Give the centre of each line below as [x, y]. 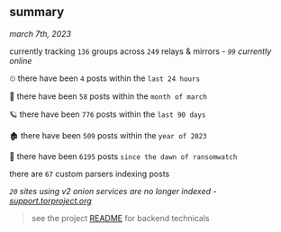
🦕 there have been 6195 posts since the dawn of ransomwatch [123, 156]
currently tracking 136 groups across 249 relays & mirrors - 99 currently [140, 51]
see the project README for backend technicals [120, 218]
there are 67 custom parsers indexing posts [90, 174]
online [21, 60]
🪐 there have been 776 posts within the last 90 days [108, 114]
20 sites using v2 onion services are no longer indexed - [113, 191]
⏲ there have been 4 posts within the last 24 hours [105, 78]
